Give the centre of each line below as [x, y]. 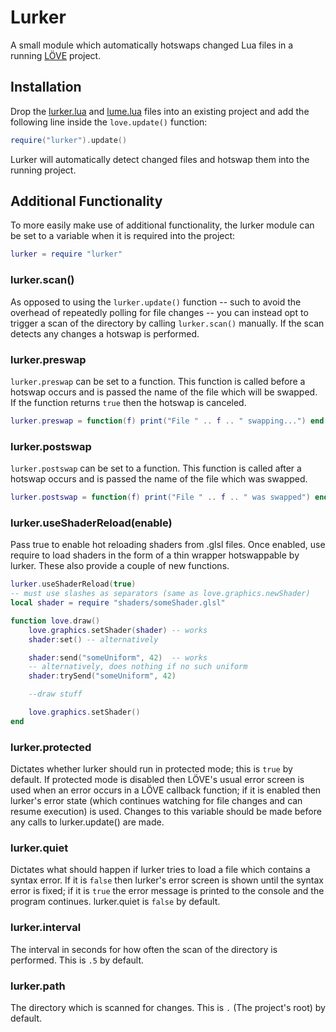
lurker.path [38, 986]
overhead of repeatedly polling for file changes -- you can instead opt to [159, 312]
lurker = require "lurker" [66, 254]
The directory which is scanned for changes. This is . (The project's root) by [168, 1007]
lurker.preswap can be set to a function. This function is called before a [158, 381]
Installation [46, 87]
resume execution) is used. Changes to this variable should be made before [166, 812]
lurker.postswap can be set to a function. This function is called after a [156, 468]
